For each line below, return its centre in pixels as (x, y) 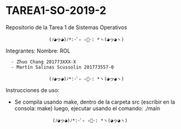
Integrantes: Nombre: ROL (38, 51)
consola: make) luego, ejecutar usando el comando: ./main (87, 108)
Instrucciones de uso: (33, 90)
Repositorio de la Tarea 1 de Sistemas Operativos (66, 27)
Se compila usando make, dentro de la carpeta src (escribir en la (95, 102)
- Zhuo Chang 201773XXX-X (44, 62)
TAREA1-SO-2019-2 (56, 11)
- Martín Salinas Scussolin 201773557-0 (62, 67)
